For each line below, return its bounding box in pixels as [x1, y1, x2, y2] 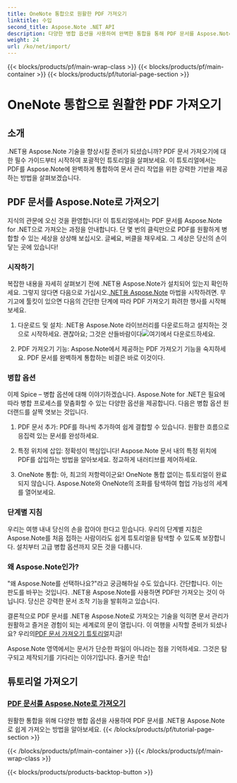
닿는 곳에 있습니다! [7, 243, 59, 251]
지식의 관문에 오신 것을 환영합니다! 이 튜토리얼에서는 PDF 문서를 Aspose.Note [7, 216, 222, 224]
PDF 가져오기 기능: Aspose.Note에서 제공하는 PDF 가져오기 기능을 [17, 345, 202, 353]
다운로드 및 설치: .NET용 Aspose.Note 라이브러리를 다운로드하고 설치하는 [17, 321, 220, 329]
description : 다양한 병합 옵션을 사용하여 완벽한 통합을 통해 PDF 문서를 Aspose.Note [7, 30, 233, 37]
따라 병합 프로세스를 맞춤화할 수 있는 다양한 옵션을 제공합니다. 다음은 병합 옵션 [7, 399, 222, 408]
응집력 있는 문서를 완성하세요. [17, 432, 99, 440]
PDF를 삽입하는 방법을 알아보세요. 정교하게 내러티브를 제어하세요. [17, 456, 197, 464]
